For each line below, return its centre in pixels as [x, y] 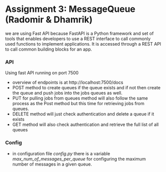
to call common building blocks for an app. [49, 49]
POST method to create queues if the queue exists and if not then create [86, 88]
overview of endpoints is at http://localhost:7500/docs [68, 82]
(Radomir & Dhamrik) [49, 20]
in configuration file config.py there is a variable [61, 153]
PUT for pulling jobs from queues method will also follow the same [80, 98]
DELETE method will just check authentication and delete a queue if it [83, 114]
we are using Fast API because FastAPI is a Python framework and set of [80, 33]
